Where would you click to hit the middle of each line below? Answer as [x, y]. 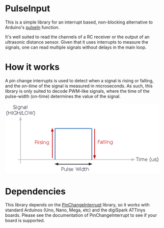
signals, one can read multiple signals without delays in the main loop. [76, 47]
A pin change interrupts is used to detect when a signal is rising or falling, [79, 80]
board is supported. [25, 221]
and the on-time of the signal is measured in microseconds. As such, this [79, 86]
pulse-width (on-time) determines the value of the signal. [63, 96]
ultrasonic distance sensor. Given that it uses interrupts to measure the [77, 42]
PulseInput [28, 9]
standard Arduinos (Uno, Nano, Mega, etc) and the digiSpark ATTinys [75, 210]
